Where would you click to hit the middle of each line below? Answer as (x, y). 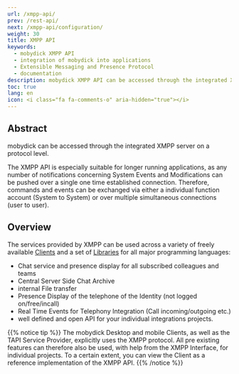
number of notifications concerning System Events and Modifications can (115, 174)
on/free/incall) (38, 304)
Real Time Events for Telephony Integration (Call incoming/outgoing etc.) (124, 311)
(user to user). (28, 205)
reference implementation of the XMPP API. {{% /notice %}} (95, 363)
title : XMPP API (31, 41)
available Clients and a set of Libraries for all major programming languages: (119, 252)
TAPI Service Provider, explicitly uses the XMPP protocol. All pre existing (113, 340)
